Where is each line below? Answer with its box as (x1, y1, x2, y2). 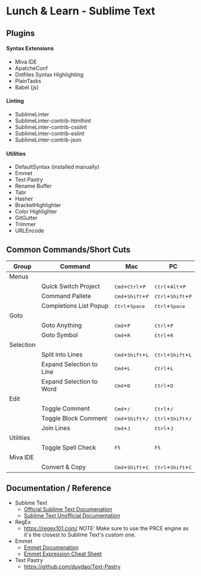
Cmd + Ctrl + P (114, 282, 147, 290)
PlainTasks (14, 77, 42, 85)
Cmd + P (114, 321, 130, 329)
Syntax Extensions (6, 45, 54, 52)
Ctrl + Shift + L (154, 350, 192, 358)
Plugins (6, 28, 35, 38)
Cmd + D (114, 381, 130, 389)
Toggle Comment (41, 404, 90, 412)
